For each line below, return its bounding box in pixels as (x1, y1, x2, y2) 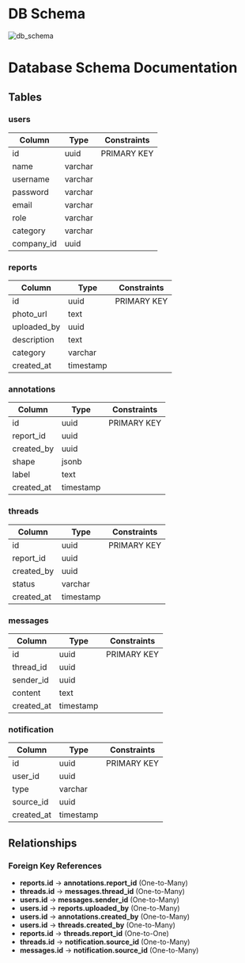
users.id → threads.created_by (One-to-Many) (19, 920, 176, 930)
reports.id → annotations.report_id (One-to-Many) (19, 877, 188, 888)
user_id (12, 770, 40, 781)
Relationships (8, 836, 77, 850)
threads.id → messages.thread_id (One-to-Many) (19, 886, 186, 896)
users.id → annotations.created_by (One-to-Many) (19, 911, 190, 921)
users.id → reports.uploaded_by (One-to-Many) (19, 903, 180, 912)
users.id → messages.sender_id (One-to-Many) (19, 895, 180, 904)
